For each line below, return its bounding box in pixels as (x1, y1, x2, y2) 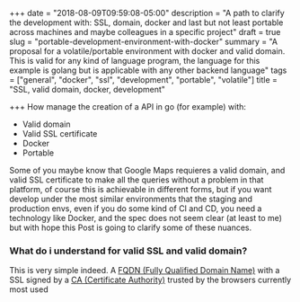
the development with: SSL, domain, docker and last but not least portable (9, 17, 284, 28)
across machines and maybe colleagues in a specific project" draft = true (9, 27, 281, 37)
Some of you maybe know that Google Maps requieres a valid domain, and (9, 165, 286, 175)
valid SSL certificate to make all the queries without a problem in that (9, 174, 264, 185)
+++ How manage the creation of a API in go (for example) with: (9, 102, 247, 111)
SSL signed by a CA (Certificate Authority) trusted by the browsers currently (9, 274, 292, 286)
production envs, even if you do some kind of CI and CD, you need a (9, 203, 262, 214)
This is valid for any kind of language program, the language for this (9, 56, 260, 66)
